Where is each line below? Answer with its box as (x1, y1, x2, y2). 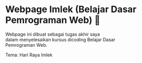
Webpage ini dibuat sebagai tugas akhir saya (5, 31, 100, 37)
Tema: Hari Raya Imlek (5, 52, 53, 58)
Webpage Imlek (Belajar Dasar (5, 4, 137, 15)
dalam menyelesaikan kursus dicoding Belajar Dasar (5, 37, 115, 43)
